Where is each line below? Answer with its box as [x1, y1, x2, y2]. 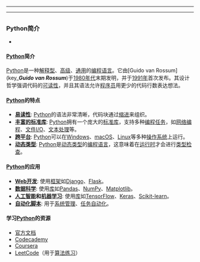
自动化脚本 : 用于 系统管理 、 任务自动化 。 [14, 200, 112, 207]
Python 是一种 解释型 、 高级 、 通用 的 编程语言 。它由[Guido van [6, 67, 155, 74]
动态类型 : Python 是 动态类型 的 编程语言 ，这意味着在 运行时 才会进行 [14, 141, 177, 148]
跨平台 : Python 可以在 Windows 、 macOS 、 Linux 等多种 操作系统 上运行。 [14, 133, 189, 140]
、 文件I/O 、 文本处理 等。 [20, 126, 80, 133]
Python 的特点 [6, 96, 40, 104]
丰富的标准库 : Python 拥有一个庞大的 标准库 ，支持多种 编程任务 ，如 [14, 118, 177, 125]
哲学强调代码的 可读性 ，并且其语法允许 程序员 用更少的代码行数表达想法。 [6, 82, 183, 89]
